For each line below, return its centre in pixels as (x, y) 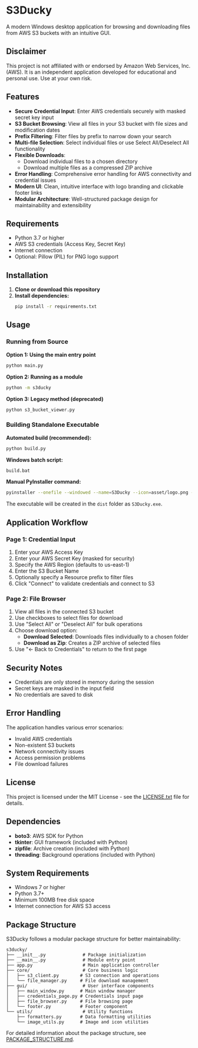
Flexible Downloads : (40, 155)
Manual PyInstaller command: (44, 482)
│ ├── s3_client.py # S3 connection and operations (83, 976)
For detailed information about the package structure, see (76, 1033)
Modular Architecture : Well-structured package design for (86, 199)
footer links (28, 192)
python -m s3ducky (29, 387)
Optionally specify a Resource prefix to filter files (74, 577)
